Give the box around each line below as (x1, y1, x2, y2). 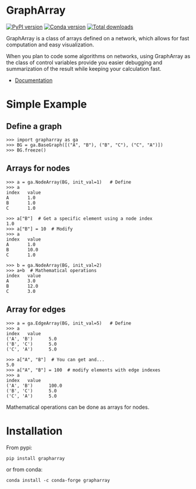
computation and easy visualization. (6, 41, 94, 48)
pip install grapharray (6, 455, 65, 461)
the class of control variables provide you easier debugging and (6, 59, 163, 66)
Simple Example (6, 97, 87, 111)
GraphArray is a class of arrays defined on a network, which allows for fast (6, 34, 189, 42)
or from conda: (6, 466, 43, 473)
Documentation (14, 77, 53, 84)
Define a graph (6, 121, 62, 131)
